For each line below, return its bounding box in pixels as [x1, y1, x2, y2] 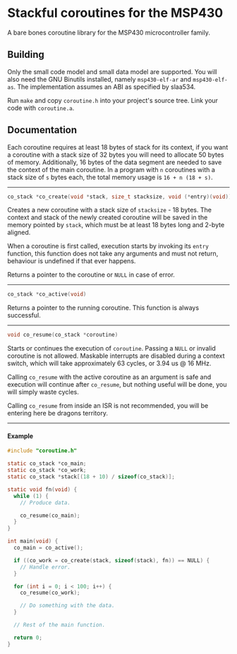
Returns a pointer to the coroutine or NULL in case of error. [7, 270, 175, 279]
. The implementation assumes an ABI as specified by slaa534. [13, 83, 196, 91]
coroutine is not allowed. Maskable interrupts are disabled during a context [7, 351, 225, 361]
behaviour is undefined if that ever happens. [7, 257, 136, 265]
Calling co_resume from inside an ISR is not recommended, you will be [7, 401, 209, 410]
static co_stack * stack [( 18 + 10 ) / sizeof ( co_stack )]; [7, 473, 175, 480]
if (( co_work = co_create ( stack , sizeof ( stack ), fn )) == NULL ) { [13, 557, 210, 564]
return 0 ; [13, 634, 42, 641]
